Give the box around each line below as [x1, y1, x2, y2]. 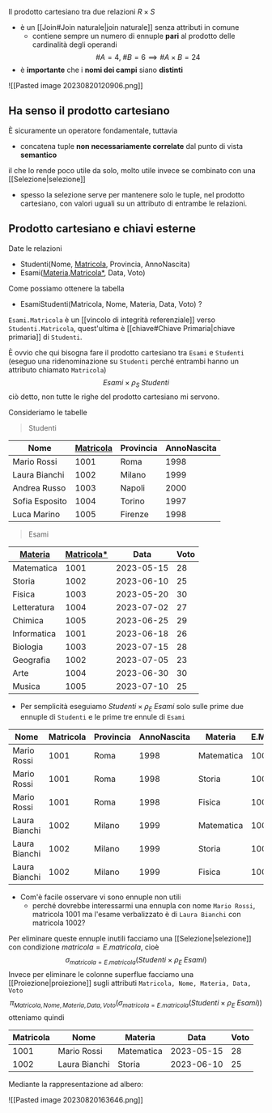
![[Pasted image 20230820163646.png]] [8, 1094, 143, 1104]
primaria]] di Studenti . [8, 332, 83, 342]
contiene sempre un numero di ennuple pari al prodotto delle [32, 32, 236, 40]
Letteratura [12, 602, 55, 614]
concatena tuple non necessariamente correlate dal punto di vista [19, 141, 244, 151]
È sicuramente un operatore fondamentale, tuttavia [8, 125, 178, 135]
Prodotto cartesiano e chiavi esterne [8, 222, 196, 236]
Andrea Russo [12, 482, 66, 494]
